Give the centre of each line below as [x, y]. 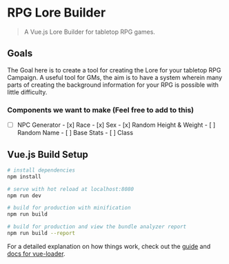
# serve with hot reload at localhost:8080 [71, 189]
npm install [24, 176]
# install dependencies [41, 170]
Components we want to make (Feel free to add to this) [101, 110]
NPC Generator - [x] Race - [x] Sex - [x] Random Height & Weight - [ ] [116, 125]
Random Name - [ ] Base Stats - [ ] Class [75, 133]
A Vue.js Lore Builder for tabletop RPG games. [89, 32]
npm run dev [24, 195]
